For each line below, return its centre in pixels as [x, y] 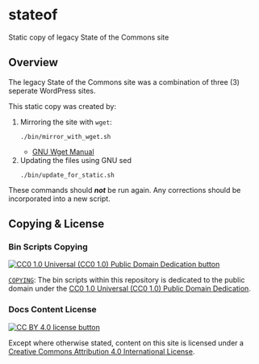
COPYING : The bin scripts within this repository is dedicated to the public [127, 280]
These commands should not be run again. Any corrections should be [125, 190]
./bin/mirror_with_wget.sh [65, 136]
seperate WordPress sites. [52, 90]
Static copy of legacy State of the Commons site [89, 37]
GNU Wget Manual [63, 152]
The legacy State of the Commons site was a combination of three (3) [124, 82]
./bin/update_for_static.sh [67, 175]
